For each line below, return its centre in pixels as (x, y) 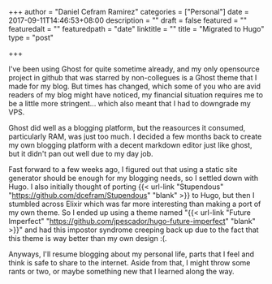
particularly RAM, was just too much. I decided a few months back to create (135, 136)
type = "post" (31, 37)
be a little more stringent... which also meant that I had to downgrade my (130, 103)
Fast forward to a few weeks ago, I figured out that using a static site (123, 169)
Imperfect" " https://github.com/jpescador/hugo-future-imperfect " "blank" (132, 221)
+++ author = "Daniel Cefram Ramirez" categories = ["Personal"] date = (129, 12)
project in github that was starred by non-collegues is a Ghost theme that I (133, 77)
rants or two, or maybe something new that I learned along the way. (121, 271)
